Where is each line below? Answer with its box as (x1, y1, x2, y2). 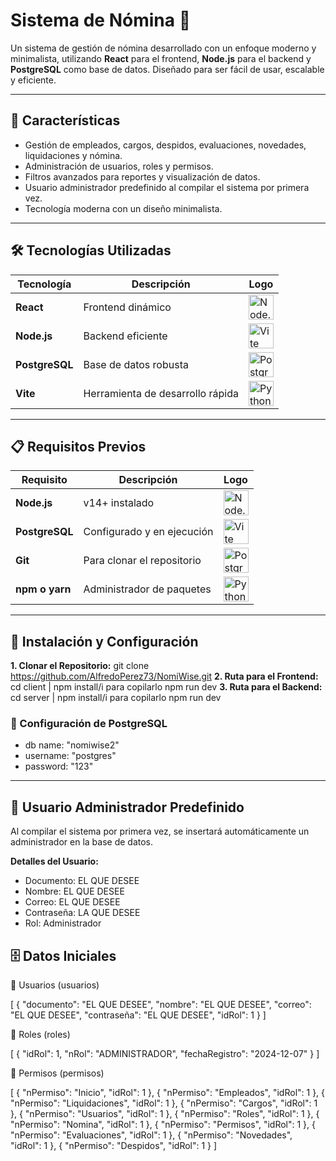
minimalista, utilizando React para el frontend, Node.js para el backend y (10, 52, 312, 64)
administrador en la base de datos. (10, 836, 154, 848)
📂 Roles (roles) (10, 1029, 71, 1041)
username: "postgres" (24, 750, 117, 762)
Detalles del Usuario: (10, 855, 99, 868)
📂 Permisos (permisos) (10, 1067, 105, 1079)
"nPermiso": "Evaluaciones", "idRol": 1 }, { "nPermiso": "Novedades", (10, 1129, 293, 1141)
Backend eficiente (83, 329, 168, 343)
